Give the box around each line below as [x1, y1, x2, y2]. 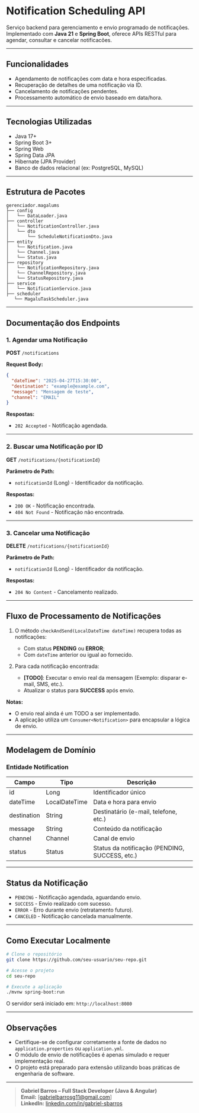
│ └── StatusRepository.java [6, 275, 84, 282]
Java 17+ [14, 133, 37, 140]
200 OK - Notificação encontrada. [14, 502, 96, 509]
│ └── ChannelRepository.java [6, 270, 86, 276]
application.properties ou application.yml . [14, 1045, 124, 1052]
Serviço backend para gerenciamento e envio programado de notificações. [6, 24, 190, 31]
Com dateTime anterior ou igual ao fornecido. [23, 651, 133, 658]
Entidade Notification [6, 763, 69, 771]
